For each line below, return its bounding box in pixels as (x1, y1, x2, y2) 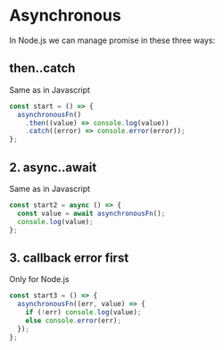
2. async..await (9, 160, 97, 175)
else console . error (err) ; (25, 316, 122, 325)
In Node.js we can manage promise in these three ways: (9, 35, 216, 46)
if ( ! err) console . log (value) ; (25, 308, 142, 317)
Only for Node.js (9, 274, 70, 285)
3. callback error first (9, 250, 129, 265)
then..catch (9, 61, 76, 76)
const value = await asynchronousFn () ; (17, 209, 166, 218)
